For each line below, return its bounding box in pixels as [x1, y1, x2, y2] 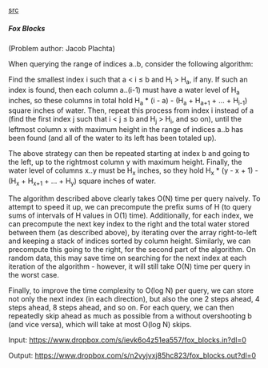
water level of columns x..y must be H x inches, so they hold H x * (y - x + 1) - [8, 166, 258, 177]
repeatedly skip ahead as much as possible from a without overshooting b [8, 310, 252, 321]
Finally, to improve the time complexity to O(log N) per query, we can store [8, 286, 254, 295]
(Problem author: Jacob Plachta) [8, 43, 116, 53]
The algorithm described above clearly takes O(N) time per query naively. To [8, 194, 261, 203]
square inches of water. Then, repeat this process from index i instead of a [8, 106, 254, 115]
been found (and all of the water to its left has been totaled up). [8, 134, 217, 143]
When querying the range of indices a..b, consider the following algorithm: [8, 58, 254, 69]
